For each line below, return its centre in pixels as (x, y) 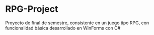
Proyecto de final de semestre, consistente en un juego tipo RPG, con (77, 23)
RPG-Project (32, 9)
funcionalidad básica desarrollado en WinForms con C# (63, 28)
